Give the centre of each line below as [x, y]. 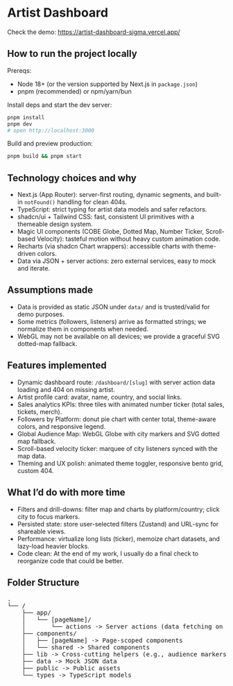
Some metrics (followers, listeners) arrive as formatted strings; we [112, 321]
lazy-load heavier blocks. [53, 546]
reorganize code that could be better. [70, 560]
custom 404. [35, 470]
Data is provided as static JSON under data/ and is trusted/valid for [113, 307]
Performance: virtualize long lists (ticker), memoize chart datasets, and [119, 538]
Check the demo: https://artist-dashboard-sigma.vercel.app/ [94, 32]
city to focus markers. [49, 516]
